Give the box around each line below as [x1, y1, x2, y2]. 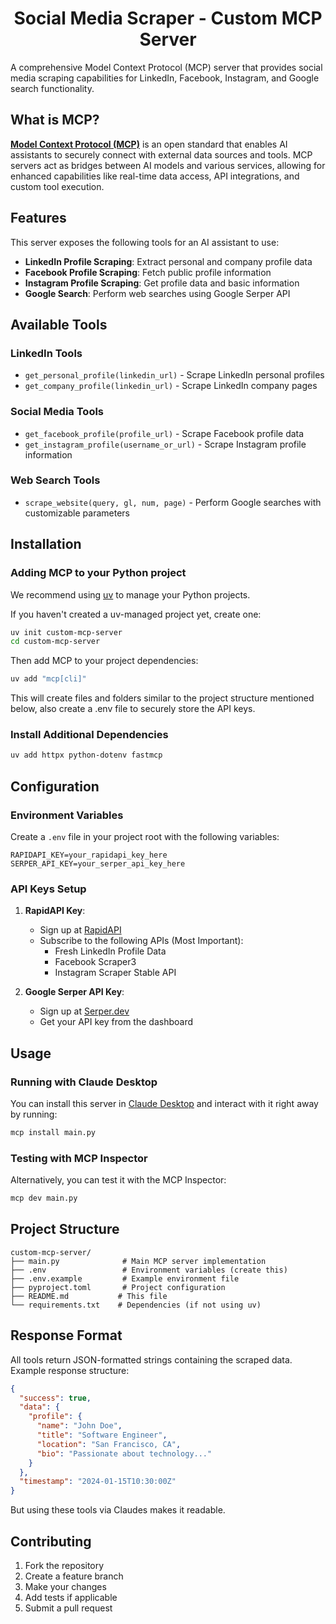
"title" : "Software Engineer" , [36, 1430, 168, 1441]
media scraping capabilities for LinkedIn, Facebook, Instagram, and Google [10, 72, 320, 84]
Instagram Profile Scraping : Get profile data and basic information [24, 277, 300, 289]
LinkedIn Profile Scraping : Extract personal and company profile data [24, 255, 313, 267]
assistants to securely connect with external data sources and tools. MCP [10, 148, 313, 161]
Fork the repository [24, 1559, 105, 1571]
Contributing [10, 1533, 92, 1550]
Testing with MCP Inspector [10, 1151, 148, 1165]
